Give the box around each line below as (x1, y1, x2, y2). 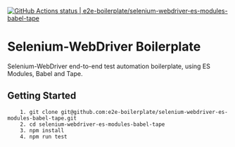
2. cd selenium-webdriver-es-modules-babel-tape (20, 120, 165, 128)
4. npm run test (20, 133, 68, 140)
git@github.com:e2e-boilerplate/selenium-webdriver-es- (61, 108, 229, 115)
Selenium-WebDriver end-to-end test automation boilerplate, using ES (7, 62, 211, 70)
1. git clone (20, 108, 58, 115)
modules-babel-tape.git (7, 115, 77, 122)
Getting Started (7, 90, 77, 102)
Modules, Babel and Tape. (7, 69, 83, 77)
